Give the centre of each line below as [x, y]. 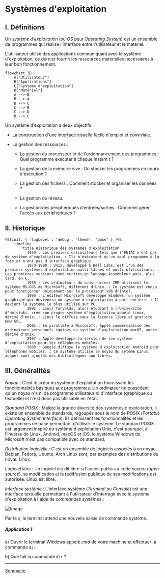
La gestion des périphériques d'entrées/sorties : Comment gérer [85, 208]
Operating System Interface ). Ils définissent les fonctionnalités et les [74, 418]
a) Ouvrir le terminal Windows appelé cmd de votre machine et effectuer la [81, 542]
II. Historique [25, 228]
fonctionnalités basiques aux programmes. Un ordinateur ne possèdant [77, 388]
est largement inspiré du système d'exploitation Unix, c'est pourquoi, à [77, 429]
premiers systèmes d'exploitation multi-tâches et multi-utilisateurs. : [82, 270]
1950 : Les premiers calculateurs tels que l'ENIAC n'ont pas [92, 252]
